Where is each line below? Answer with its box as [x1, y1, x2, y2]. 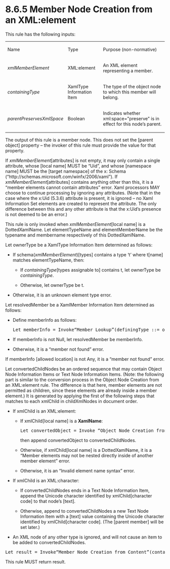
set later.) [20, 524, 40, 530]
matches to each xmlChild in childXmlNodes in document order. [5, 398, 138, 404]
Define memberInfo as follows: [12, 317, 77, 323]
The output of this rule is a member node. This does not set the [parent [5, 137, 153, 143]
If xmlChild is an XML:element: [12, 408, 76, 414]
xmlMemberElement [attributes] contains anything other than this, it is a [5, 179, 153, 185]
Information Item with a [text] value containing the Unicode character [20, 513, 164, 519]
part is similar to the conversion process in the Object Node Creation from [5, 377, 159, 383]
